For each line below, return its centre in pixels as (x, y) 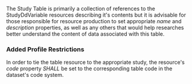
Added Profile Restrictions (45, 49)
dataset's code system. (35, 75)
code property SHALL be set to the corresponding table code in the (89, 69)
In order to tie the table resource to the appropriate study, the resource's (95, 63)
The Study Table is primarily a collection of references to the (81, 9)
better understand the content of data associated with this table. (86, 34)
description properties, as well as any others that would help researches (95, 27)
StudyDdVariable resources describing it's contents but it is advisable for (96, 15)
